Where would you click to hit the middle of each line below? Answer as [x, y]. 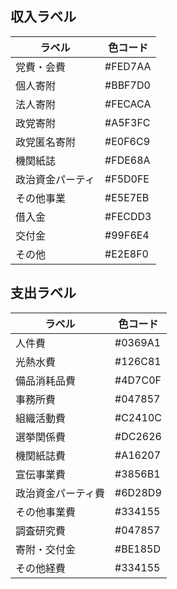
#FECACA [128, 104]
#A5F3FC [127, 122]
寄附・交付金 [46, 549]
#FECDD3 [128, 216]
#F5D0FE [127, 179]
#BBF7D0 [127, 85]
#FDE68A [127, 160]
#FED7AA [128, 66]
